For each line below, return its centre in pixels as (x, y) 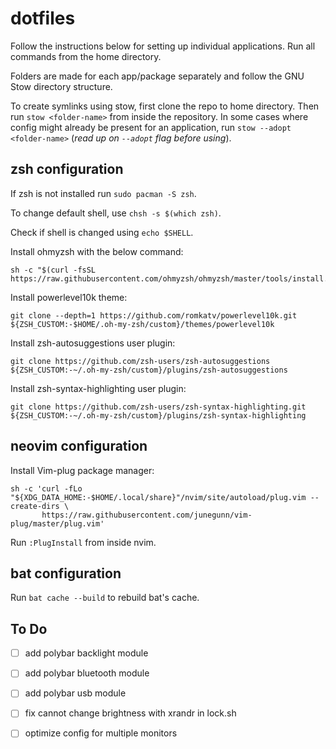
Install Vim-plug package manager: (82, 470)
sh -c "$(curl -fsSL (53, 270)
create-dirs (35, 506)
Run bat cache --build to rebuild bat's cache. (105, 598)
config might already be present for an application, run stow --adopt (151, 127)
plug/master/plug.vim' (57, 523)
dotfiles (43, 18)
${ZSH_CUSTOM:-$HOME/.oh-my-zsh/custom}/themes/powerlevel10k (142, 324)
